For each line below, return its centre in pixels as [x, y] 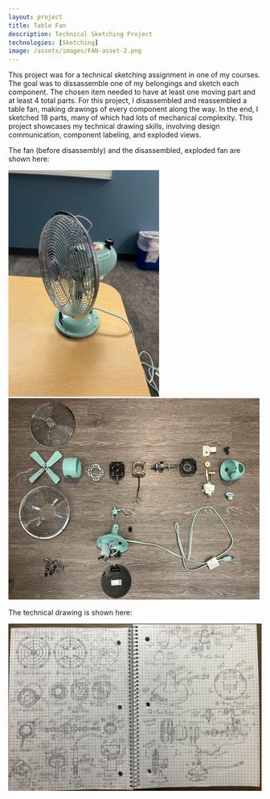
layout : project [35, 17]
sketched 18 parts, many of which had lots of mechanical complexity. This [131, 118]
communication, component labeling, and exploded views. [105, 135]
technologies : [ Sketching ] [53, 43]
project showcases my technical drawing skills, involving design [114, 126]
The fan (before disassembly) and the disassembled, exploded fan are [125, 151]
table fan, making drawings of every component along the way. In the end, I [133, 110]
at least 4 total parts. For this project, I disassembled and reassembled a [128, 101]
